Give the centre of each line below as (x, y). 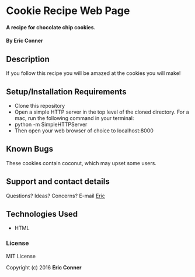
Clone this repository (40, 106)
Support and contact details (58, 182)
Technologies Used (42, 214)
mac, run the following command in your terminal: (74, 118)
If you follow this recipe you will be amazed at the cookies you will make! (93, 73)
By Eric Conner (25, 41)
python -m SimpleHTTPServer (51, 124)
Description (28, 59)
